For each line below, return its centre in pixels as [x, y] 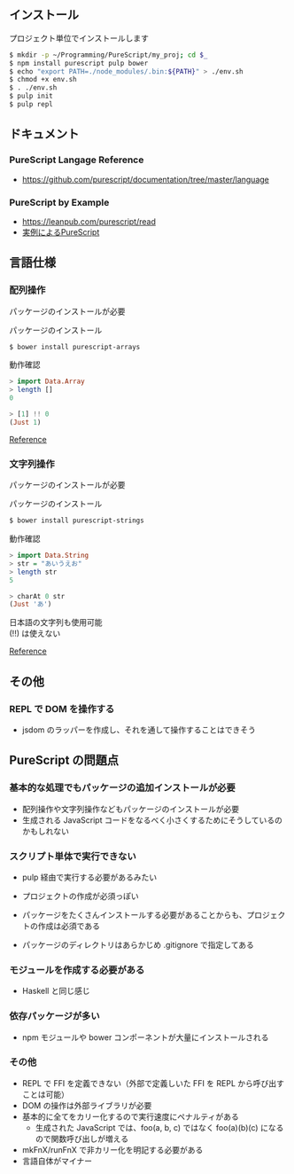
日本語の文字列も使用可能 [56, 622]
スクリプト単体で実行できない [73, 856]
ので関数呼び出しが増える [82, 1139]
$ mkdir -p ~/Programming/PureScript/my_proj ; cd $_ [108, 55]
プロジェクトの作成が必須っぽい [80, 896]
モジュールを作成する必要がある [77, 970]
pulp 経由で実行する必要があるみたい [89, 877]
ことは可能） [45, 1094]
